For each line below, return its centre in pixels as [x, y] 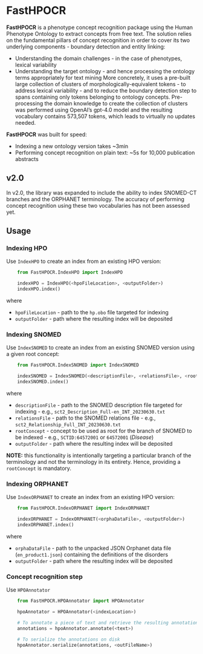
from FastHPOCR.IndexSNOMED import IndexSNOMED [78, 365]
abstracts [27, 159]
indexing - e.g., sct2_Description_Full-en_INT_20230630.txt [90, 411]
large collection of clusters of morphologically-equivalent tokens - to [100, 84]
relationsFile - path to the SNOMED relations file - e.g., [85, 418]
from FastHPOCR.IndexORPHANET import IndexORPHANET [83, 508]
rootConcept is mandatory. [39, 468]
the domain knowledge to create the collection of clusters [116, 103]
